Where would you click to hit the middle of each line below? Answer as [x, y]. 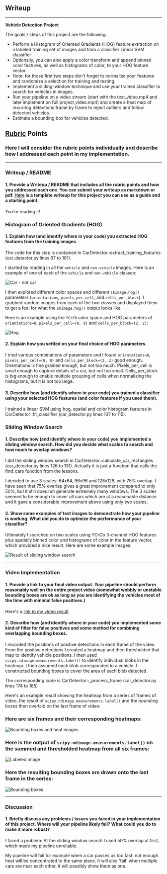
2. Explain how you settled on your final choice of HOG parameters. [76, 344]
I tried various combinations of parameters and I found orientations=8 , [78, 354]
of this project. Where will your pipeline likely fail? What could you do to [81, 824]
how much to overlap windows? [39, 449]
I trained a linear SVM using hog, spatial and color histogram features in [79, 409]
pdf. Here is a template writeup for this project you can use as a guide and [83, 195]
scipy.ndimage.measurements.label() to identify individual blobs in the [77, 660]
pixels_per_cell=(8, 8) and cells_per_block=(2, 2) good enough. [74, 360]
